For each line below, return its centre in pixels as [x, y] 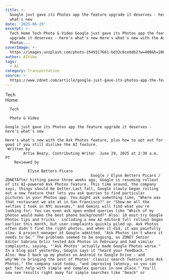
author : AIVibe [21, 57]
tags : [11, 62]
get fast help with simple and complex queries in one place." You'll [81, 268]
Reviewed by [27, 162]
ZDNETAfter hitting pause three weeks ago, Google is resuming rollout [82, 180]
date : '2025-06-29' [26, 24]
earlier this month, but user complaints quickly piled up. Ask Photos [82, 224]
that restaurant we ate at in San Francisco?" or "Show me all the [77, 202]
